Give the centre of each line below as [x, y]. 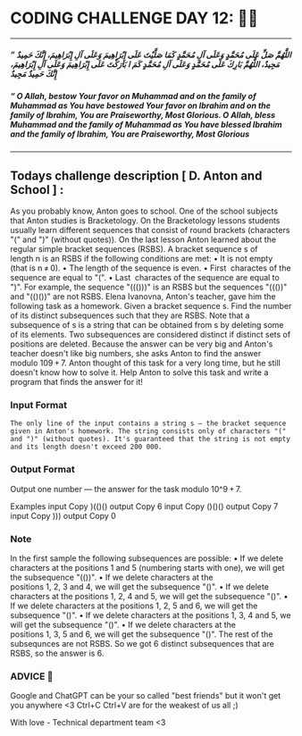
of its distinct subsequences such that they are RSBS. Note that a [130, 315]
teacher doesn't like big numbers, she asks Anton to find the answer [136, 354]
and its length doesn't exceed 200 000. [87, 447]
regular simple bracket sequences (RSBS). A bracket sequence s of [134, 249]
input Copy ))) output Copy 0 [63, 515]
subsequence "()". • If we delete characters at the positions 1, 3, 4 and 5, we [151, 615]
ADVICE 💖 [32, 676]
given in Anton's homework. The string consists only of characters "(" [148, 431]
